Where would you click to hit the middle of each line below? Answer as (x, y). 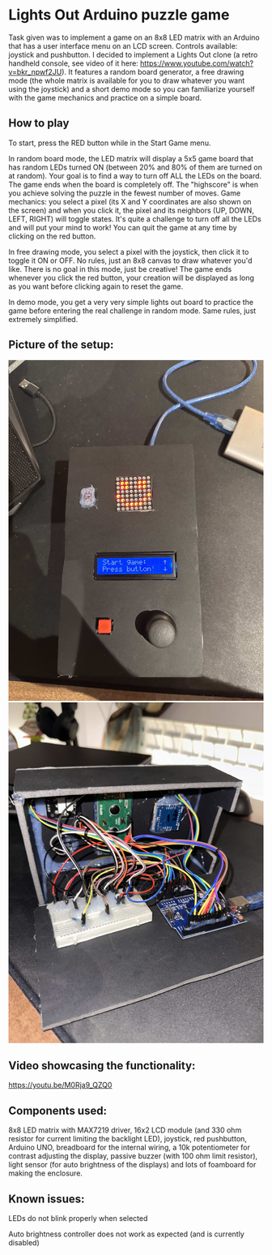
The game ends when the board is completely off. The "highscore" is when (134, 184)
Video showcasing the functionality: (102, 1066)
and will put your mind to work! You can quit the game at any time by (123, 227)
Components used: (58, 1110)
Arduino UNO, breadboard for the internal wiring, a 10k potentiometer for (130, 1148)
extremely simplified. (43, 319)
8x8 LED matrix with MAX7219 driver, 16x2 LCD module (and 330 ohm (125, 1130)
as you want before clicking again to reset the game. (96, 286)
